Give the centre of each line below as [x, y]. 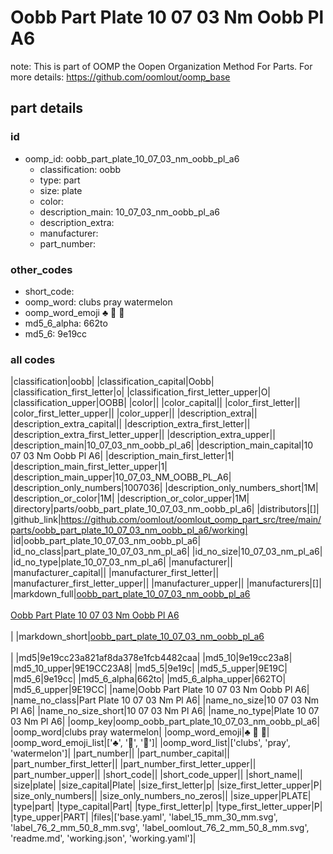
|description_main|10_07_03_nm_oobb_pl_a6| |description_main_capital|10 [162, 445]
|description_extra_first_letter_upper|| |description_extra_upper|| [143, 435]
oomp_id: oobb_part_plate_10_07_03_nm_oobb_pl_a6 [132, 158]
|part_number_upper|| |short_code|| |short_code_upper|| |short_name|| [156, 775]
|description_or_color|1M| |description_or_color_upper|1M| [130, 498]
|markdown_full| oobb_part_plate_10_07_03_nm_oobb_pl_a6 [130, 594]
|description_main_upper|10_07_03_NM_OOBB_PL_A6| [121, 477]
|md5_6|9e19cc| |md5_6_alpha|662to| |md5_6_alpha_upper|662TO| [148, 679]
